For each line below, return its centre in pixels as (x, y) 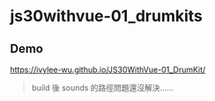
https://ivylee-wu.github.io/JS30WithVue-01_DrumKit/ (108, 69)
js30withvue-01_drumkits (107, 16)
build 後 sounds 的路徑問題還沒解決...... (103, 88)
